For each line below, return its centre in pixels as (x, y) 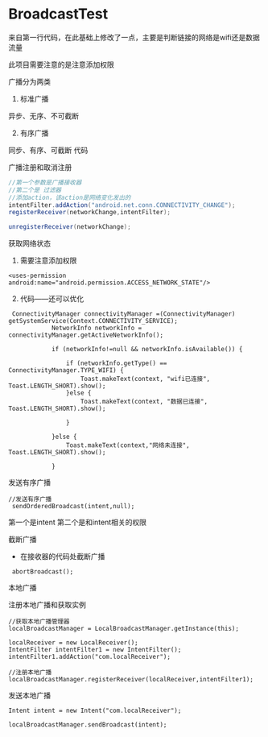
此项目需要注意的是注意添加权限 (61, 64)
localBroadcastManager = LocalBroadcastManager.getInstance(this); (124, 629)
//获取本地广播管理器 (39, 622)
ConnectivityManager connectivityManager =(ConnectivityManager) (124, 314)
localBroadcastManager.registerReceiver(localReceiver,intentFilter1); (131, 680)
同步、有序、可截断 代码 (48, 150)
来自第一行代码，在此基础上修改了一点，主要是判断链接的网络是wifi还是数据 (134, 37)
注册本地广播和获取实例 (47, 605)
